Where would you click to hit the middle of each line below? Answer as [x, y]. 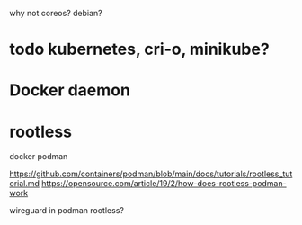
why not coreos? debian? [56, 13]
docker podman [39, 157]
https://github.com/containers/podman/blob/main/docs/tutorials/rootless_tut [151, 174]
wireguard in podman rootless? [67, 211]
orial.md [25, 184]
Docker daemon [70, 90]
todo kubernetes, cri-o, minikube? [139, 49]
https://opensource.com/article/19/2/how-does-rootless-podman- [164, 184]
